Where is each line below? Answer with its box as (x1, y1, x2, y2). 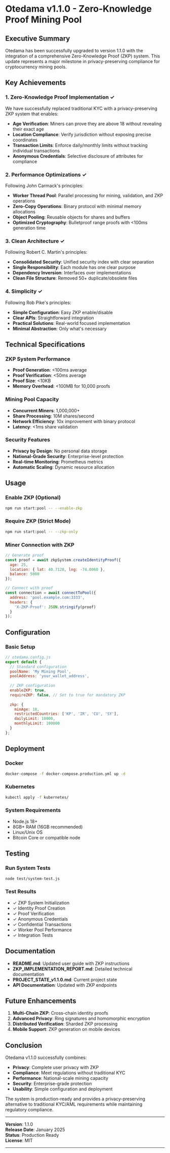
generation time (12, 225, 46, 231)
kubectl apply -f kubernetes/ (5, 795, 69, 800)
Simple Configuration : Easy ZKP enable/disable (12, 309, 113, 315)
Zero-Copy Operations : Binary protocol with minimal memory (12, 203, 142, 209)
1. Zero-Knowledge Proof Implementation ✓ (5, 94, 115, 101)
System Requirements (5, 807, 61, 814)
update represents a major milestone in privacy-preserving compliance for (5, 58, 160, 64)
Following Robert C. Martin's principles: (5, 249, 88, 255)
